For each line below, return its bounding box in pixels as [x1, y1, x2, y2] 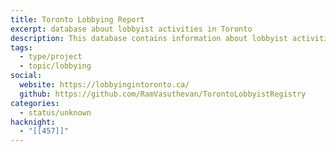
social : [10, 71, 43, 81]
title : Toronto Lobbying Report [10, 14, 145, 25]
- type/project [19, 52, 83, 62]
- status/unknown [19, 107, 92, 118]
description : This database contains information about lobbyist [10, 33, 288, 43]
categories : [10, 98, 60, 108]
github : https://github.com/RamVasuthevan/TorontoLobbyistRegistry [19, 89, 307, 99]
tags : [10, 42, 33, 53]
